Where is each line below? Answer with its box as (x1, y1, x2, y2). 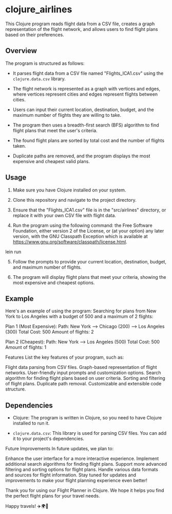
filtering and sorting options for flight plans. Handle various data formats (5, 467, 158, 473)
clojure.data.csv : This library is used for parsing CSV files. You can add (12, 430, 167, 436)
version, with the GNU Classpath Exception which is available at (12, 233, 148, 239)
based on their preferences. (5, 31, 64, 38)
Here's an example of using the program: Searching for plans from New (5, 308, 157, 314)
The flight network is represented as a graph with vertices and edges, (12, 85, 161, 92)
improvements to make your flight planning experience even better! (5, 477, 147, 484)
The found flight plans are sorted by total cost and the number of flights (12, 137, 165, 144)
